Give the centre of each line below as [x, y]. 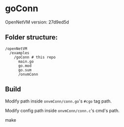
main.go [26, 62]
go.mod [25, 66]
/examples [19, 53]
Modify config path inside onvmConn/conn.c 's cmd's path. [62, 110]
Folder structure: [31, 37]
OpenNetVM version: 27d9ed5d [37, 22]
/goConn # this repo [35, 57]
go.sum [25, 70]
